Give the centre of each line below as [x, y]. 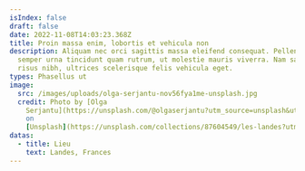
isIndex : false [38, 18]
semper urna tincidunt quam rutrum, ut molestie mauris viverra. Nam [152, 60]
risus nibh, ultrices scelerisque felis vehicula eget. [125, 69]
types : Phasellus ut [49, 77]
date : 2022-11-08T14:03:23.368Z [70, 34]
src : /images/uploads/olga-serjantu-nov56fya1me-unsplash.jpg [138, 93]
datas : [22, 136]
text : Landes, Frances [69, 152]
